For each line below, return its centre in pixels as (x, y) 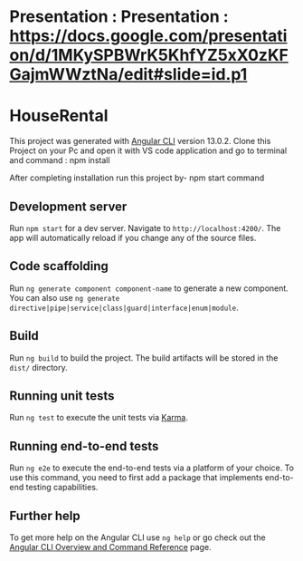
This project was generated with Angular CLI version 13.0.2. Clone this (140, 141)
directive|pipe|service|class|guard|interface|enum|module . (124, 307)
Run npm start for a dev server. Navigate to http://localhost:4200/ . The (145, 227)
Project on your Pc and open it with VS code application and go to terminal (148, 150)
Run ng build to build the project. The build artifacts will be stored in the (144, 358)
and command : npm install (60, 160)
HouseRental (59, 116)
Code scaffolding (59, 266)
